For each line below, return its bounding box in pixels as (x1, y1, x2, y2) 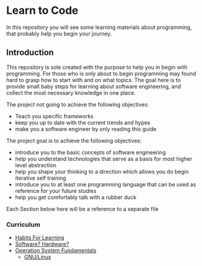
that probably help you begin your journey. (6, 30, 112, 37)
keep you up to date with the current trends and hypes (14, 119, 151, 126)
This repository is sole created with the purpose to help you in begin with (6, 63, 188, 71)
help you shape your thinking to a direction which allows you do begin (14, 168, 189, 175)
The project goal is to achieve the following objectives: (6, 137, 142, 144)
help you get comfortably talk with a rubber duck (14, 194, 137, 201)
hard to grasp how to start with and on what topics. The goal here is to (6, 76, 181, 83)
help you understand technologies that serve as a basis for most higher (14, 155, 192, 162)
